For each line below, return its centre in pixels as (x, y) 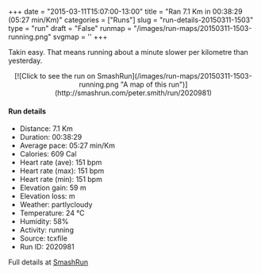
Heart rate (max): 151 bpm (62, 171)
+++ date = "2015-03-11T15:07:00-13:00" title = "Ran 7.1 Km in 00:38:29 (126, 12)
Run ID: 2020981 (47, 247)
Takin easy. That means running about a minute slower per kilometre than (128, 52)
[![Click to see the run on (55, 76)
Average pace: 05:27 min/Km (67, 145)
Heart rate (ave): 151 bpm (61, 163)
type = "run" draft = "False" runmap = (70, 28)
